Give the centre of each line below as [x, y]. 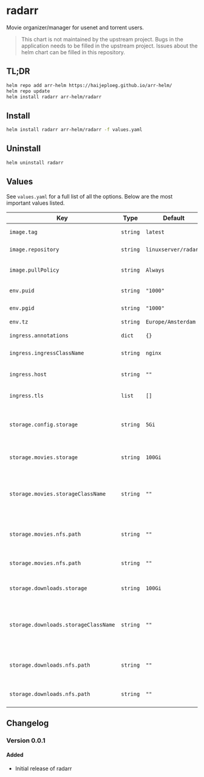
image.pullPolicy [34, 270]
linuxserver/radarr [174, 249]
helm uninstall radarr [35, 163]
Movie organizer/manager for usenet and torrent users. [75, 27]
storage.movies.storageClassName [58, 494]
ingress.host [28, 374]
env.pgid [22, 308]
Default [174, 218]
